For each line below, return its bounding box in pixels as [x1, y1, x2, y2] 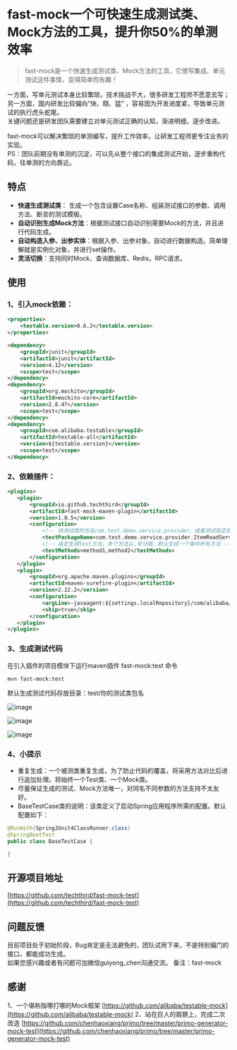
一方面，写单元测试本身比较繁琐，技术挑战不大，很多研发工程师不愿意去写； [7, 90, 230, 99]
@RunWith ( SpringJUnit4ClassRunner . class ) [7, 824, 131, 832]
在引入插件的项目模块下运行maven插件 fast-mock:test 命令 [7, 661, 178, 669]
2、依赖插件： [7, 471, 56, 481]
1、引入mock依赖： [7, 299, 74, 309]
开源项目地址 [7, 871, 63, 883]
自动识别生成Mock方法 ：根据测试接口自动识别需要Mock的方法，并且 [17, 218, 218, 227]
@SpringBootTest [7, 831, 55, 838]
